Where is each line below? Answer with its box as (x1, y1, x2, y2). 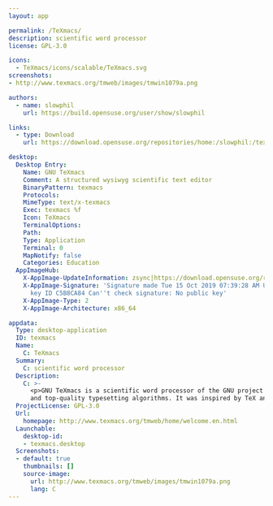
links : (8, 123, 31, 132)
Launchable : (15, 424, 57, 433)
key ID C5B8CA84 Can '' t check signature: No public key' (29, 289, 227, 297)
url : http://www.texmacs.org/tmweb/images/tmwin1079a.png (29, 477, 231, 486)
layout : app (8, 11, 49, 20)
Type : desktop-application (15, 327, 107, 335)
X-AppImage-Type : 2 (23, 296, 89, 305)
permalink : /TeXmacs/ (8, 26, 82, 35)
